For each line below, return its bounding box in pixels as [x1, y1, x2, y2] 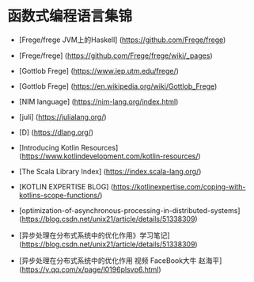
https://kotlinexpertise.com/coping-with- [112, 181, 246, 191]
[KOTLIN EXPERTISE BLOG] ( [18, 181, 114, 191]
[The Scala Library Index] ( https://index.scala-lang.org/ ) [18, 166, 202, 176]
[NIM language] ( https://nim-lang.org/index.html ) [18, 97, 179, 106]
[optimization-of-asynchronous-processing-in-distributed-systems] [18, 205, 241, 215]
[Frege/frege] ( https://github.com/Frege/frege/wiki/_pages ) [18, 51, 213, 60]
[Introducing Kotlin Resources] [18, 143, 119, 152]
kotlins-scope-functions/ [18, 190, 100, 200]
